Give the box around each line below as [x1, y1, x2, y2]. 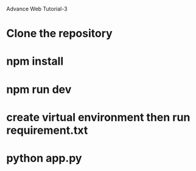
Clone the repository [6, 27, 113, 40]
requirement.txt [6, 123, 88, 137]
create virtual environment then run [6, 110, 191, 124]
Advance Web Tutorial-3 [6, 5, 68, 12]
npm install [6, 54, 64, 68]
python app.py [6, 151, 82, 165]
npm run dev [6, 82, 72, 96]
